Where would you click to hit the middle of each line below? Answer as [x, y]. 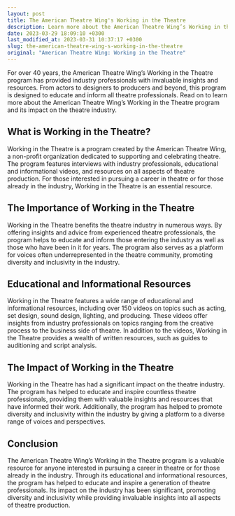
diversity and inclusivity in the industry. [64, 262]
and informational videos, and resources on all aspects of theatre [101, 171]
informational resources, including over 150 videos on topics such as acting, [117, 308]
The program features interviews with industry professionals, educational [113, 163]
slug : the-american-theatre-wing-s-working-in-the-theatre [95, 46]
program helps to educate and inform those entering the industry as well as [116, 239]
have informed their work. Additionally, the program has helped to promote [115, 407]
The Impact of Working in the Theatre [91, 367]
